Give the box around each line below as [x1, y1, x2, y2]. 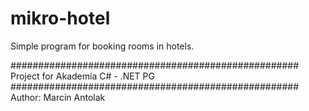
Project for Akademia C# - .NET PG [10, 70, 155, 82]
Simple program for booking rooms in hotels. [10, 40, 195, 52]
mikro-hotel [10, 7, 111, 30]
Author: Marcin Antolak [10, 91, 106, 103]
